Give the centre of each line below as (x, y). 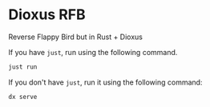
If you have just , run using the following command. (93, 52)
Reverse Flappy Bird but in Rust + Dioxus (75, 37)
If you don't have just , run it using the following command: (105, 82)
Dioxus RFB (47, 15)
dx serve (23, 97)
